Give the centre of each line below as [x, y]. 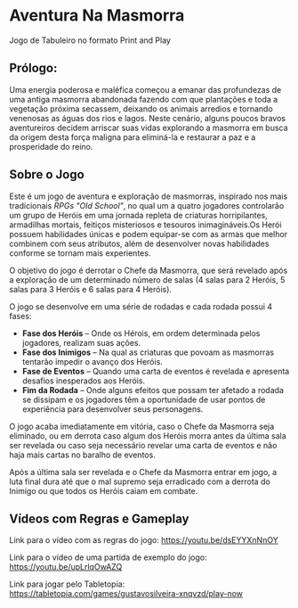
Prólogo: [33, 68]
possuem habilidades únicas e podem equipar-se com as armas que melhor [148, 234]
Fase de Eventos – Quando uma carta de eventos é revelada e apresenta [156, 371]
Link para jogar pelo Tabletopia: [67, 584]
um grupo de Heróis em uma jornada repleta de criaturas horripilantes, [139, 215]
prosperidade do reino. [51, 146]
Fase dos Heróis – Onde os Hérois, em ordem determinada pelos [141, 333]
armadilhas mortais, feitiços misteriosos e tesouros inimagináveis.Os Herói [145, 225]
